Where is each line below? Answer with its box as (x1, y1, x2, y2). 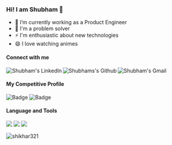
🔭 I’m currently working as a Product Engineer (14, 19, 128, 26)
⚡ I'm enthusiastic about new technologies (14, 32, 119, 39)
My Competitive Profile (6, 80, 65, 88)
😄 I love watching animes (14, 40, 78, 47)
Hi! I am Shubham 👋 (6, 5, 63, 14)
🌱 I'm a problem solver (14, 25, 70, 32)
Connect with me (6, 53, 49, 61)
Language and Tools (6, 107, 58, 114)
